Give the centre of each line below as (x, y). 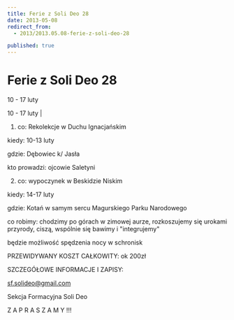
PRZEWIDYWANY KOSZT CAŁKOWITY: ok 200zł (77, 256)
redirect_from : (29, 27)
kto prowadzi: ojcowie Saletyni (51, 168)
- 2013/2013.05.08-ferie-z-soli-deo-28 (72, 33)
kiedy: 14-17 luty (31, 195)
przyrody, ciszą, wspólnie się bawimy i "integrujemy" (83, 229)
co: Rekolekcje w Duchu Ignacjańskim (72, 127)
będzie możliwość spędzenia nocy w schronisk (75, 242)
